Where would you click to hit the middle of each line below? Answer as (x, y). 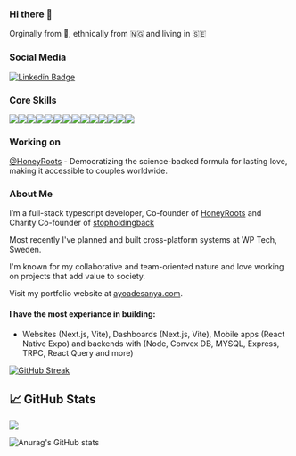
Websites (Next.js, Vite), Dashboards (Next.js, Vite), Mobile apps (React (153, 334)
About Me (31, 194)
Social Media (38, 57)
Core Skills (33, 100)
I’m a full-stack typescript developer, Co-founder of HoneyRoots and (136, 213)
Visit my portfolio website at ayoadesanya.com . (96, 294)
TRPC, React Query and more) (78, 352)
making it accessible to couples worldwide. (88, 171)
